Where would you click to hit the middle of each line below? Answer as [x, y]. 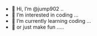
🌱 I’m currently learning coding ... [51, 21]
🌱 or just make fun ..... [38, 27]
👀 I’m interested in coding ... [45, 15]
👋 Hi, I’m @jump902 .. [37, 9]
